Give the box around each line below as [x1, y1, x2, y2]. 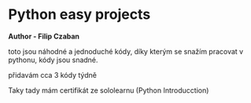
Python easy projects [8, 6, 151, 24]
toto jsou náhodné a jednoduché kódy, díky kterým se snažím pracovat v [8, 46, 244, 56]
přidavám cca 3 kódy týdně [8, 70, 97, 79]
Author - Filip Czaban [8, 31, 80, 41]
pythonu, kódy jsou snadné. [8, 55, 98, 64]
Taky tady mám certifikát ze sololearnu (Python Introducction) [8, 85, 209, 95]
